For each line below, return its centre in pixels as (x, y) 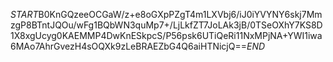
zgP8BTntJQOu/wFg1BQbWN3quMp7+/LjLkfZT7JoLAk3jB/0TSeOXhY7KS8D (166, 25)
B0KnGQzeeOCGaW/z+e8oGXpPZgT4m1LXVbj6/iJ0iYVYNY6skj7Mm (180, 14)
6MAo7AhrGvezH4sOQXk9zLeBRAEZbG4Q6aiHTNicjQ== (128, 46)
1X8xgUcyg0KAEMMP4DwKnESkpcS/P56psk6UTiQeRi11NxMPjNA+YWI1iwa (166, 35)
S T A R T (24, 14)
